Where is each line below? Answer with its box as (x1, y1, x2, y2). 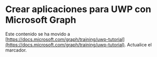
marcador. (5, 47, 27, 53)
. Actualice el (124, 41, 152, 47)
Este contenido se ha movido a (5, 31, 71, 37)
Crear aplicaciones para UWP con (5, 4, 151, 15)
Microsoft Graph (5, 14, 77, 26)
